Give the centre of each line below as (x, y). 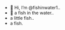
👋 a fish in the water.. (32, 13)
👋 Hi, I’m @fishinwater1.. (35, 8)
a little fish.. (22, 18)
